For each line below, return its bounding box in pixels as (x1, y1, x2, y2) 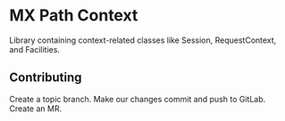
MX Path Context (9, 5, 138, 26)
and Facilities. (9, 44, 61, 54)
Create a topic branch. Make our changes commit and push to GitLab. (9, 93, 266, 104)
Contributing (9, 70, 82, 85)
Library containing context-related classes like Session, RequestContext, (9, 35, 277, 45)
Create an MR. (9, 103, 63, 114)
